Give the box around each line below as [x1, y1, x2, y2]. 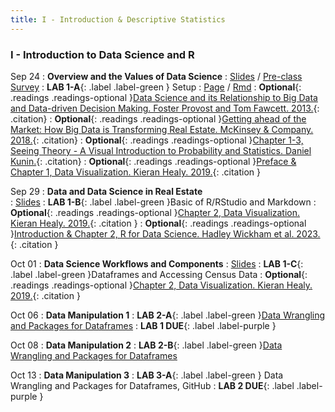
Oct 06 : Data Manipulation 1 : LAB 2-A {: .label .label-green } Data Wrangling [10, 309, 326, 321]
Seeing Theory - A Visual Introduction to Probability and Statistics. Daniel [10, 144, 312, 156]
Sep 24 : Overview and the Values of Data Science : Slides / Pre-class [10, 70, 303, 82]
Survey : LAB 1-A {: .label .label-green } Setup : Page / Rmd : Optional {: [10, 81, 302, 93]
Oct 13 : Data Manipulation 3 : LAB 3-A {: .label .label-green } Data [10, 369, 284, 381]
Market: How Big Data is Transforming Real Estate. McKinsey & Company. [10, 123, 314, 135]
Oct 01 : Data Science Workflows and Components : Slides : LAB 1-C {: [10, 257, 304, 270]
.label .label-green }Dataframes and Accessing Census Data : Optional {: [10, 268, 308, 280]
